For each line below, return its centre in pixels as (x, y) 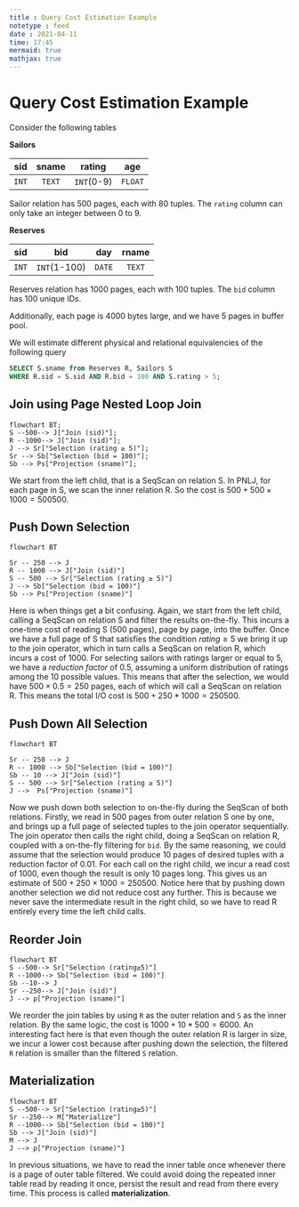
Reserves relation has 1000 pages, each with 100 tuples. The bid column (142, 289)
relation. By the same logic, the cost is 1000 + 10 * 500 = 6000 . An (131, 1025)
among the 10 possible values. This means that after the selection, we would (149, 677)
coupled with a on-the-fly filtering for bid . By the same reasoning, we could (148, 845)
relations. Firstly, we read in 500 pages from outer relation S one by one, (142, 817)
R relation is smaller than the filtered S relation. (94, 1053)
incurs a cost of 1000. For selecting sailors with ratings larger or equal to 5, (146, 658)
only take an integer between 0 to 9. (76, 213)
